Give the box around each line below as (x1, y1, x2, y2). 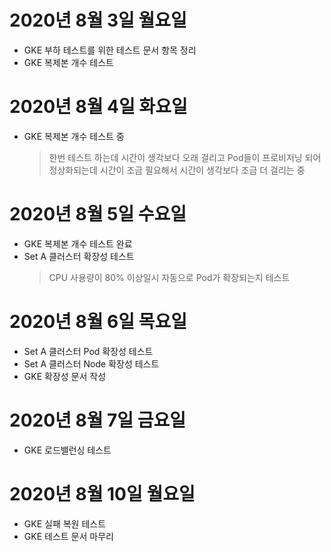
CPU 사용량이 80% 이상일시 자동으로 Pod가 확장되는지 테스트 (48, 271, 291, 283)
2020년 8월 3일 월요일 (9, 9, 187, 32)
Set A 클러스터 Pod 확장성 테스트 (23, 345, 154, 357)
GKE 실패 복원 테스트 (23, 517, 107, 530)
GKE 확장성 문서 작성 (23, 370, 107, 382)
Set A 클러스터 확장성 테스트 (23, 250, 135, 262)
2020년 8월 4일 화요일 (9, 96, 188, 118)
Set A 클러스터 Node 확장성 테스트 (23, 357, 160, 370)
